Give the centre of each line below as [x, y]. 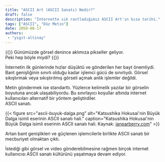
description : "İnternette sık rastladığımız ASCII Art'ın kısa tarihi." [83, 19]
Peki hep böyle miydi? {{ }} [32, 57]
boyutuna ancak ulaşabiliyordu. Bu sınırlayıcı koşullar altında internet [76, 93]
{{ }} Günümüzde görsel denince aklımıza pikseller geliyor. [65, 52]
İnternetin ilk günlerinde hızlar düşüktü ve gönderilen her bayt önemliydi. [80, 67]
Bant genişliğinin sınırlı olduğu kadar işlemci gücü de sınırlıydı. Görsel [76, 72]
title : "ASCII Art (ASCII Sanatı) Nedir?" [50, 10]
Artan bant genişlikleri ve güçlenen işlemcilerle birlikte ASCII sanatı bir [77, 133]
